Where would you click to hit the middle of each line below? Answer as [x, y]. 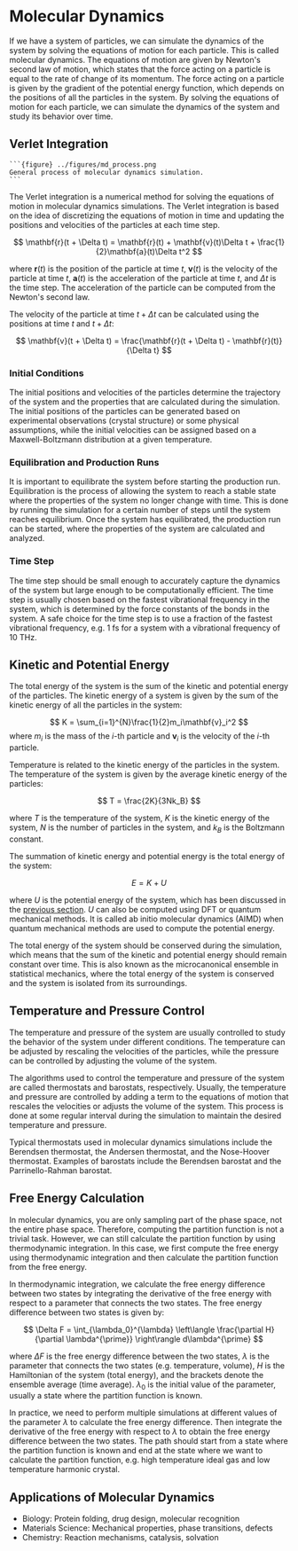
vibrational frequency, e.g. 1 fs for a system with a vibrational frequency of [145, 628]
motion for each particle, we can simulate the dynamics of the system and [145, 106]
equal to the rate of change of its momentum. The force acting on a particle [147, 78]
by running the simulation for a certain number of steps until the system [140, 510]
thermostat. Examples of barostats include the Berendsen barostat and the [145, 1161]
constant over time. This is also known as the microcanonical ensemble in [144, 965]
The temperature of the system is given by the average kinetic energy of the [148, 774]
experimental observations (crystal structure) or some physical [124, 421]
